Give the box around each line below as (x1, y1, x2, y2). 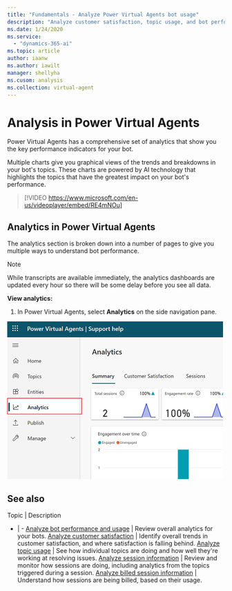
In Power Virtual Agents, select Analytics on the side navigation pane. (17, 308, 217, 316)
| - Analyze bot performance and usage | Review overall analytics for (17, 524, 213, 532)
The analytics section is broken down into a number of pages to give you (7, 239, 215, 248)
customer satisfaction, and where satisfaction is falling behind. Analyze (17, 539, 220, 547)
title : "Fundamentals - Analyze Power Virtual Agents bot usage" (7, 11, 199, 18)
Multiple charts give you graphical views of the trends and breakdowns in (7, 158, 216, 167)
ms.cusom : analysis (7, 77, 64, 84)
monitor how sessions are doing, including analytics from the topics (17, 561, 210, 570)
